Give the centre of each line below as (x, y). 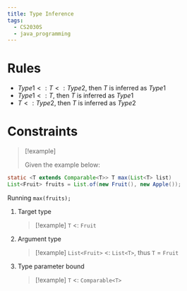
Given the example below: (62, 165)
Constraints (43, 132)
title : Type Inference (41, 14)
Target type (34, 211)
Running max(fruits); (39, 198)
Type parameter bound (51, 266)
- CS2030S (28, 27)
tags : (15, 20)
